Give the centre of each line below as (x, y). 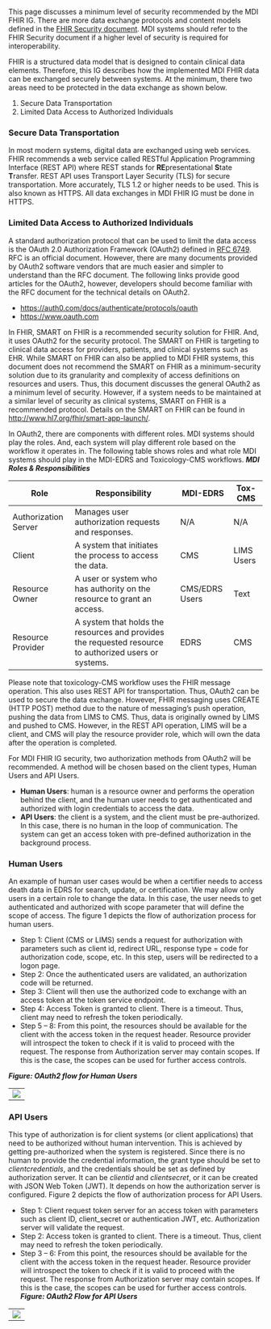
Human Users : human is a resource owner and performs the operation (137, 791)
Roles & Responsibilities (49, 468)
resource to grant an (113, 599)
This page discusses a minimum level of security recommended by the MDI (133, 12)
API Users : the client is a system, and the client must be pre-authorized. (140, 817)
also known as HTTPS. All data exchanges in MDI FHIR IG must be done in (131, 193)
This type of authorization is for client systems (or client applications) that (131, 1135)
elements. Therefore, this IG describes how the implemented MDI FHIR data (134, 70)
